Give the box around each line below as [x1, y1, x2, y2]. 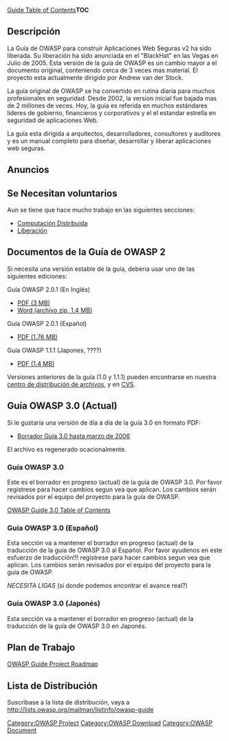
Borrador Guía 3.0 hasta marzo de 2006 [17, 432, 131, 440]
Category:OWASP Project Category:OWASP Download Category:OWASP [7, 719, 213, 727]
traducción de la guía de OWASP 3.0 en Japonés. [7, 622, 147, 630]
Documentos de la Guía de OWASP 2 [7, 246, 166, 258]
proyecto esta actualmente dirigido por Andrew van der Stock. [7, 73, 184, 81]
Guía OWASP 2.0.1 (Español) [7, 319, 87, 327]
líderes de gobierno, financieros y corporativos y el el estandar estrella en [7, 108, 217, 116]
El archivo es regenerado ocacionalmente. [7, 445, 127, 454]
